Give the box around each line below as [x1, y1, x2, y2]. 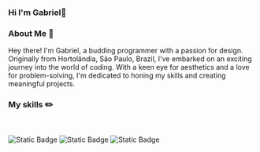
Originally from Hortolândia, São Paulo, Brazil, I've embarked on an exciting [8, 54, 252, 63]
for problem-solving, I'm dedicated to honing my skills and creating [8, 71, 226, 81]
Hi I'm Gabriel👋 [8, 7, 67, 18]
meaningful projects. [8, 79, 76, 89]
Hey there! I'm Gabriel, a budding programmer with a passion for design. [8, 46, 243, 56]
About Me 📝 [8, 27, 54, 38]
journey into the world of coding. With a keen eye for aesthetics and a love [8, 63, 250, 72]
